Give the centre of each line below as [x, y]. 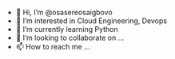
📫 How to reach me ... [53, 47]
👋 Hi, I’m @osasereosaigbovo [64, 12]
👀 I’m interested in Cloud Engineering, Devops [91, 21]
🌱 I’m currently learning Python [67, 29]
